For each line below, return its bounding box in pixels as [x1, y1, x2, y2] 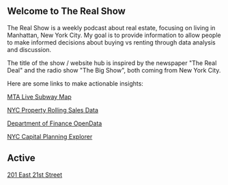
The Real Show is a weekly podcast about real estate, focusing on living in [7, 23, 216, 32]
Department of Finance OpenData [7, 119, 102, 127]
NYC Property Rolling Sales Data [7, 106, 99, 114]
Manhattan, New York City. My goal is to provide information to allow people [7, 31, 221, 39]
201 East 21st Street [7, 171, 63, 179]
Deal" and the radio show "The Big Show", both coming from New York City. [7, 66, 221, 74]
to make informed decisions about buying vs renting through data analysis [7, 38, 216, 47]
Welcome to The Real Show [7, 5, 126, 17]
